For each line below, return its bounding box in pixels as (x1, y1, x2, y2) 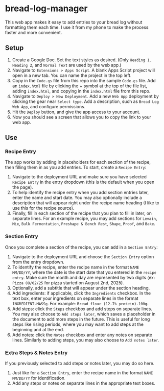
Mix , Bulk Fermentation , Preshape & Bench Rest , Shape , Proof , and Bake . (12, 221, 156, 227)
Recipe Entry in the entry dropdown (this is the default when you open (12, 179, 155, 185)
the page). (12, 184, 33, 190)
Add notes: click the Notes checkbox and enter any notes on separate (12, 332, 153, 338)
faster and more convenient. (5, 29, 62, 35)
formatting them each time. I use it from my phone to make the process (5, 24, 149, 30)
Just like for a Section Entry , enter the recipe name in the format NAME (12, 370, 153, 376)
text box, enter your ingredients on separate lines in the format (12, 295, 139, 301)
